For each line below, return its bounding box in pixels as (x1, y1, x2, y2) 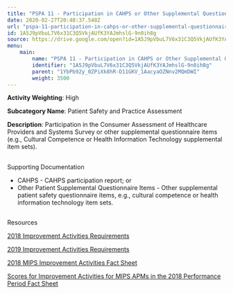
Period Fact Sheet (7, 279, 59, 288)
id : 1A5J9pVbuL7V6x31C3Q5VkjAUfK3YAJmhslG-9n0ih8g (7, 29, 157, 37)
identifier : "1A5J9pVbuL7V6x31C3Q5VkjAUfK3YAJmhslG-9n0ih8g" (32, 62, 213, 69)
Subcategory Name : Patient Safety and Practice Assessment (7, 107, 182, 115)
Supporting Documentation (7, 162, 85, 171)
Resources (7, 218, 38, 227)
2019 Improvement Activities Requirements (7, 245, 130, 254)
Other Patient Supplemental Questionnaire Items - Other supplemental (17, 183, 218, 191)
